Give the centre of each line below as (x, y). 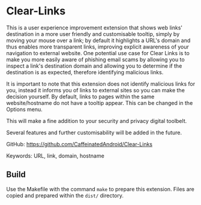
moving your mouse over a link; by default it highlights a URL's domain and (98, 40)
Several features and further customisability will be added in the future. (94, 132)
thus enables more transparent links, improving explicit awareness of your (97, 47)
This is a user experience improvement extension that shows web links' (94, 28)
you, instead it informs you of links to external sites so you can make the (95, 90)
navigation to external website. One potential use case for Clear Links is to (98, 53)
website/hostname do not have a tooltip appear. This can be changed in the (100, 103)
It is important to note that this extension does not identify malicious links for (101, 84)
